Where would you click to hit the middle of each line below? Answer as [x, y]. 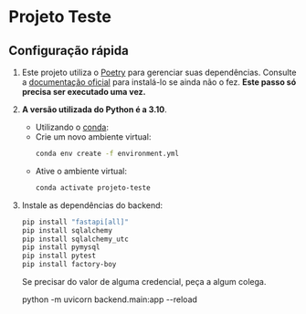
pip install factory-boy [69, 265]
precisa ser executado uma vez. [84, 92]
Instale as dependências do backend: [92, 205]
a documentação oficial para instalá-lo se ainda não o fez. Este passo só [159, 82]
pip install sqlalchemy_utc [75, 239]
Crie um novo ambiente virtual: [93, 137]
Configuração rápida [69, 51]
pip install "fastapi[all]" [75, 222]
